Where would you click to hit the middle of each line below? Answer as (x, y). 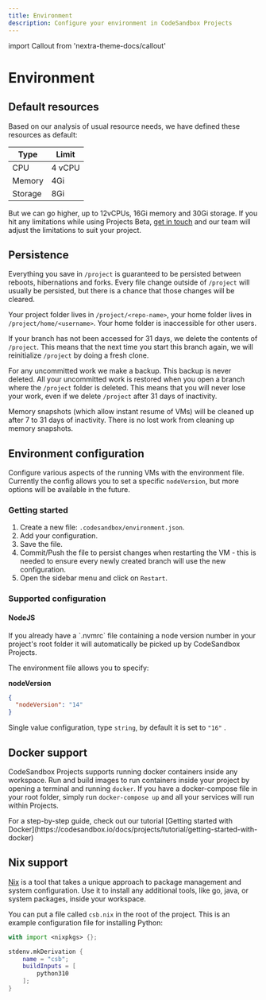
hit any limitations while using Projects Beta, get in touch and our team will (129, 221)
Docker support (48, 752)
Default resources (54, 107)
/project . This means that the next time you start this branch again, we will (131, 347)
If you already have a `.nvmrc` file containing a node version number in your (132, 635)
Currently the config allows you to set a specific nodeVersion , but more (124, 481)
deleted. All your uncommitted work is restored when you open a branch (127, 379)
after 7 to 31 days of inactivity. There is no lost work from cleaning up (121, 420)
